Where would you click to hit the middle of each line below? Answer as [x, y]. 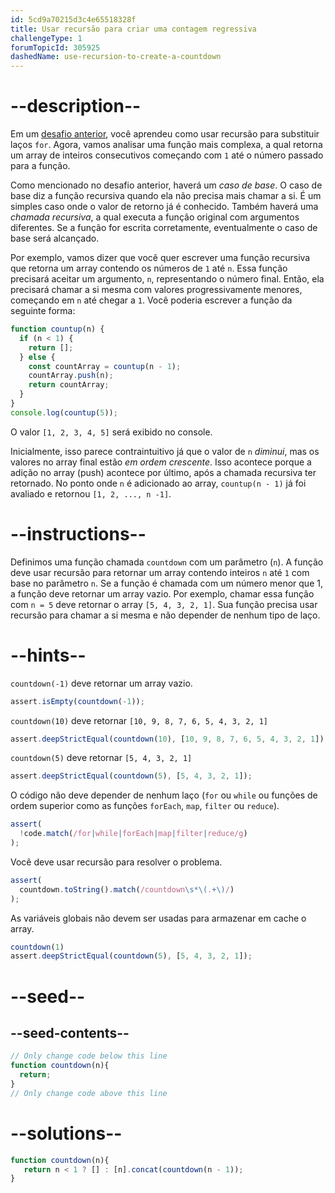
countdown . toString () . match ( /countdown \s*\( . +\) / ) [127, 889]
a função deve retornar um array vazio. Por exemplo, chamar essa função [162, 593]
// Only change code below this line [89, 1056]
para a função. [40, 166]
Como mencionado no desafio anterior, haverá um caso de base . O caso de [166, 185]
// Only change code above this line [89, 1093]
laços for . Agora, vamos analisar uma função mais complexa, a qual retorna [166, 145]
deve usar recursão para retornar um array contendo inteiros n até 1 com [160, 572]
